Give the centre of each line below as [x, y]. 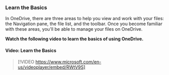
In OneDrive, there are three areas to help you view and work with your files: [85, 19]
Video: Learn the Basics [31, 50]
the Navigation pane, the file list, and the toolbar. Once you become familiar [84, 24]
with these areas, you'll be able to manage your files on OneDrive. [74, 29]
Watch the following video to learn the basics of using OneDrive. [74, 39]
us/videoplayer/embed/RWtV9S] [51, 67]
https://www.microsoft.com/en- [68, 61]
